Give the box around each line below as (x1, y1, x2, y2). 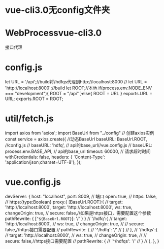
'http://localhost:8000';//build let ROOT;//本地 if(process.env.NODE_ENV (5, 85, 152, 91)
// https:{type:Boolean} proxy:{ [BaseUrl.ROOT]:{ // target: (5, 199, 123, 205)
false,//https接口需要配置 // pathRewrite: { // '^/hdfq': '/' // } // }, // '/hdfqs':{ (5, 226, 158, 232)
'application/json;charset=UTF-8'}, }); (5, 159, 82, 165)
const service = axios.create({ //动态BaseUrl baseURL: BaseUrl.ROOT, (5, 136, 148, 142)
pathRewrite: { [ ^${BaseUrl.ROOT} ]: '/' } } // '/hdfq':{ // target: (5, 215, 127, 221)
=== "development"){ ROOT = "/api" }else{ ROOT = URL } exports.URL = (5, 91, 153, 97)
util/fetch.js (5, 113, 54, 124)
